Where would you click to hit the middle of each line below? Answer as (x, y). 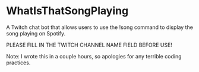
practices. (18, 63)
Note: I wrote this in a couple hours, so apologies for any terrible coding (94, 56)
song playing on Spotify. (36, 33)
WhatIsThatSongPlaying (67, 11)
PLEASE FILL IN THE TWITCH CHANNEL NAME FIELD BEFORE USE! (89, 45)
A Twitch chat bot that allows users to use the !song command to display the (99, 27)
